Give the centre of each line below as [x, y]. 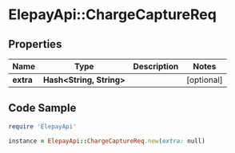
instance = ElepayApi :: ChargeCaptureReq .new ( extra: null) [107, 141]
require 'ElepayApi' [43, 126]
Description [156, 67]
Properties [35, 44]
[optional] [205, 80]
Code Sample [42, 108]
